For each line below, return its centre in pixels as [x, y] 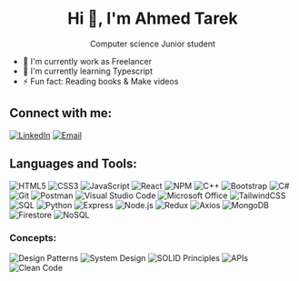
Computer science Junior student [153, 44]
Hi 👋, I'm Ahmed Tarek [153, 19]
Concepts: [33, 238]
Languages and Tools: [74, 164]
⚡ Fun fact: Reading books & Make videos [100, 81]
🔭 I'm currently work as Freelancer [87, 61]
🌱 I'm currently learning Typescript [87, 71]
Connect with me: [61, 113]
